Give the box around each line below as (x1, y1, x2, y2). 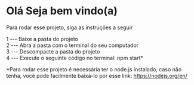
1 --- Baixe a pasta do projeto (6, 35, 79, 42)
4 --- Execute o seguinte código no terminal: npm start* (6, 54, 144, 61)
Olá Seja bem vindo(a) (6, 4, 118, 18)
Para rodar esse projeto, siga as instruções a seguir (6, 24, 133, 31)
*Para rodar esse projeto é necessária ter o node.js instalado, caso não (6, 65, 182, 73)
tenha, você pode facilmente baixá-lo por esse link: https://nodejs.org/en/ (6, 72, 188, 79)
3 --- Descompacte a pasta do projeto (6, 48, 100, 55)
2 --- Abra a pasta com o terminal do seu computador (6, 42, 139, 49)
